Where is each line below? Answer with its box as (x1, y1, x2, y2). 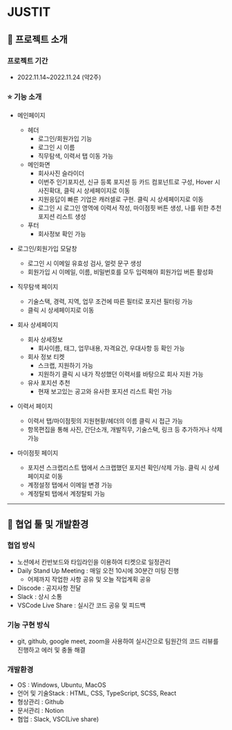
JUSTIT (7, 4, 51, 20)
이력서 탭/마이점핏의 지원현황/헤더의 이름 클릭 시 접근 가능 (27, 417, 184, 425)
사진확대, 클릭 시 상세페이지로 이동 (37, 186, 130, 195)
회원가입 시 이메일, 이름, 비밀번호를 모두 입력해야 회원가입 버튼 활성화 (27, 268, 214, 276)
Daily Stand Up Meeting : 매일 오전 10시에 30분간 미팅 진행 (17, 566, 180, 575)
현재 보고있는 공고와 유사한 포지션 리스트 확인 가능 (37, 387, 173, 395)
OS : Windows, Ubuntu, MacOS (17, 681, 106, 689)
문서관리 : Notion (17, 706, 64, 715)
